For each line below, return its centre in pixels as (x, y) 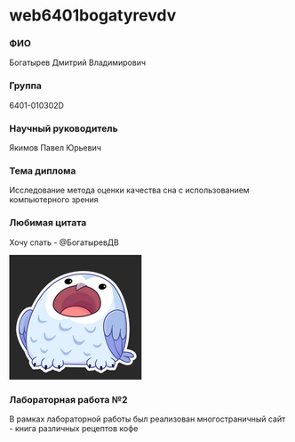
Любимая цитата (48, 223)
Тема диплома (43, 171)
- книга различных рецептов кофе (74, 428)
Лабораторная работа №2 (68, 399)
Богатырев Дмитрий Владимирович (78, 62)
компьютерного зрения (54, 200)
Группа (26, 86)
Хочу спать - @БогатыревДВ (64, 242)
